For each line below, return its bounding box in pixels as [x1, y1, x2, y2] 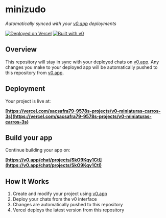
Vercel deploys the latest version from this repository [12, 207, 125, 213]
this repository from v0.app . [5, 69, 64, 76]
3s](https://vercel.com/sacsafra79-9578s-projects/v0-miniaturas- [5, 113, 152, 119]
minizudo [5, 4, 46, 15]
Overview [5, 45, 37, 54]
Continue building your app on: [5, 147, 70, 153]
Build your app [5, 133, 53, 142]
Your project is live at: [5, 98, 51, 104]
